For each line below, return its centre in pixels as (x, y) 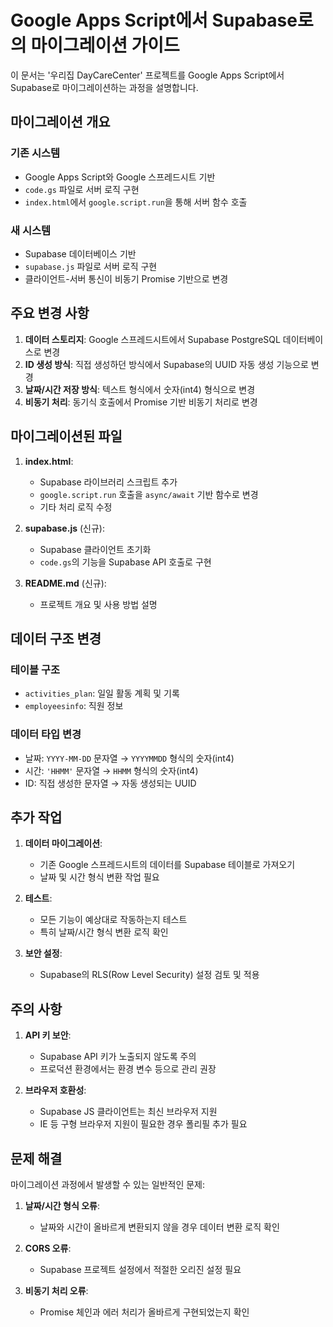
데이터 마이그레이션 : (63, 843)
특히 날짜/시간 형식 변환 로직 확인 (104, 932)
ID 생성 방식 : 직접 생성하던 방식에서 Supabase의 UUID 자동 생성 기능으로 (166, 364)
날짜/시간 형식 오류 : (62, 1205)
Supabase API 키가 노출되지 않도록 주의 (118, 1057)
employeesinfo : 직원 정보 (74, 706)
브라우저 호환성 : (55, 1090)
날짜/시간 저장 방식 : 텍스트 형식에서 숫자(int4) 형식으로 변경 (140, 389)
